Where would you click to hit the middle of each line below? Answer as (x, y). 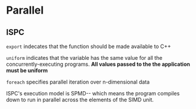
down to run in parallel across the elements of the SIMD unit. (80, 100)
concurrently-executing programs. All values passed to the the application (98, 64)
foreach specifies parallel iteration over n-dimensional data (78, 82)
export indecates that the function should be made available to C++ (89, 46)
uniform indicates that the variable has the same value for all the (84, 58)
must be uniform (27, 70)
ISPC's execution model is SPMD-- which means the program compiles (93, 93)
